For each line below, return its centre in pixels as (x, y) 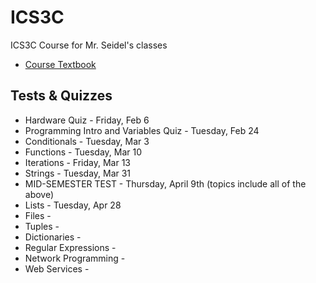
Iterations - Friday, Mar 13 (78, 162)
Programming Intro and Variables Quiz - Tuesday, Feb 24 (142, 130)
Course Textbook (60, 64)
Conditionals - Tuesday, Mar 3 (87, 141)
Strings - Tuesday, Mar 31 (78, 173)
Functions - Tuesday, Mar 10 (83, 152)
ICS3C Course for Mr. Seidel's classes (89, 45)
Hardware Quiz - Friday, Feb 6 (87, 120)
